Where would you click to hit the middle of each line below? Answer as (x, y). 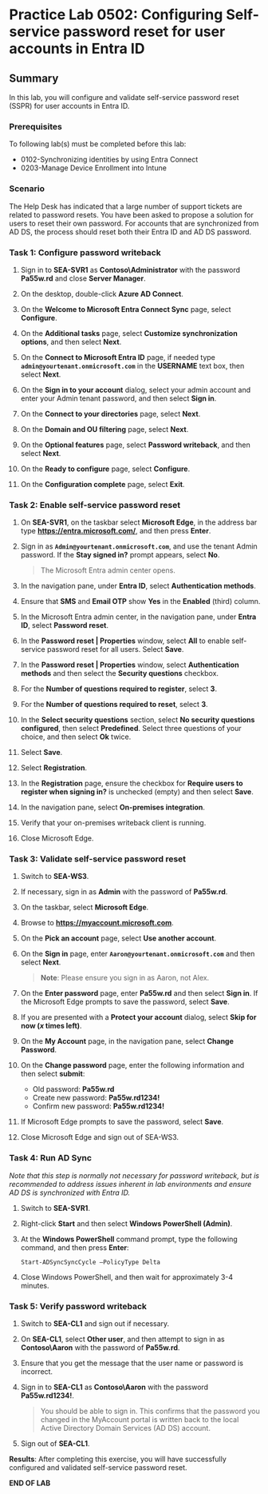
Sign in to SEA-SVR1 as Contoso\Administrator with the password (130, 270)
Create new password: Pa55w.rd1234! (96, 1098)
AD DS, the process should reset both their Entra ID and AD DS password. (130, 232)
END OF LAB (30, 1483)
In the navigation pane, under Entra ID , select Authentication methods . (138, 586)
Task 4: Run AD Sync (51, 1158)
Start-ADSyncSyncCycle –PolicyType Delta (90, 1262)
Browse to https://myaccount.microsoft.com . (97, 923)
